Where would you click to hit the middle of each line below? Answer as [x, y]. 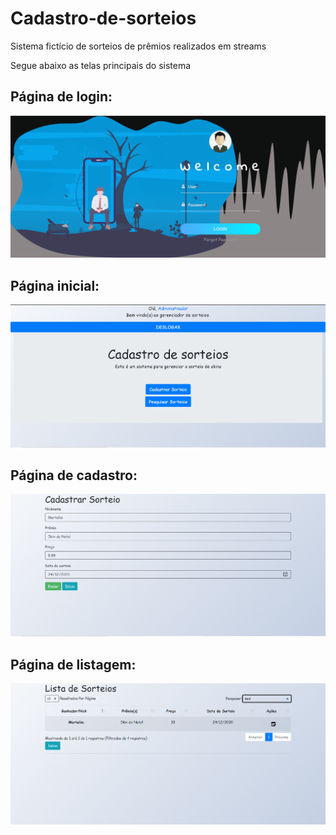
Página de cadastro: [74, 475]
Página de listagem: [73, 664]
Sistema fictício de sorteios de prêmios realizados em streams [138, 46]
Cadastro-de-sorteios [103, 18]
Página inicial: [55, 285]
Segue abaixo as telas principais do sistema [101, 65]
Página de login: [61, 97]
